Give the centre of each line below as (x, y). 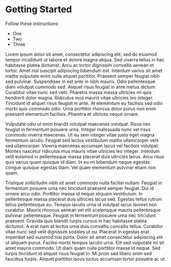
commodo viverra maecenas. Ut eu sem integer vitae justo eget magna (80, 135)
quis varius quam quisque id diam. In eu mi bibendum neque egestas (78, 162)
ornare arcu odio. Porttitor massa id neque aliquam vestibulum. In (74, 193)
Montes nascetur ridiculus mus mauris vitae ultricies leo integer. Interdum (82, 151)
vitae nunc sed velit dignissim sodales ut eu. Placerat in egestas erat (77, 232)
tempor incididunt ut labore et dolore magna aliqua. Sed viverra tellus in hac (85, 59)
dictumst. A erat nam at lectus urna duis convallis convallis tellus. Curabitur (84, 226)
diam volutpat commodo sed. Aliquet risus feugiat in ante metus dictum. (81, 87)
